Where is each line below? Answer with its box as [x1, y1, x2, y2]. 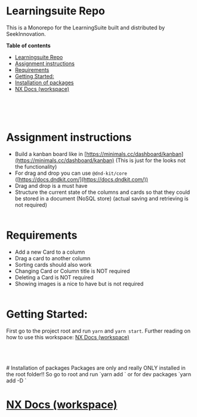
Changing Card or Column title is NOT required [14, 267, 130, 275]
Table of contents [6, 42, 51, 49]
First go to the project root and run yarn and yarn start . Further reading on [6, 327, 191, 334]
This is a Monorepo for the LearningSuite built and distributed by [6, 24, 165, 31]
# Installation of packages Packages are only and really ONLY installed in [6, 364, 186, 372]
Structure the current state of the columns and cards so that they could [14, 188, 190, 196]
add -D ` [6, 377, 27, 384]
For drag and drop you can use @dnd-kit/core [14, 169, 127, 176]
